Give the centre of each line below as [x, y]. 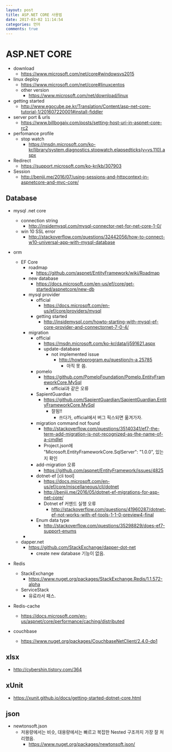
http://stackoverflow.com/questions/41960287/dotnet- [109, 509]
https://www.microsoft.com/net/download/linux [78, 95]
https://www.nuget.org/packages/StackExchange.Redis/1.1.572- [95, 579]
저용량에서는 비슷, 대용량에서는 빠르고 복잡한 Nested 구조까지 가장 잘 [90, 732]
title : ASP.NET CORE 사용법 [34, 15]
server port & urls [32, 117]
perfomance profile [33, 134]
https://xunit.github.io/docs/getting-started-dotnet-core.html [77, 698]
